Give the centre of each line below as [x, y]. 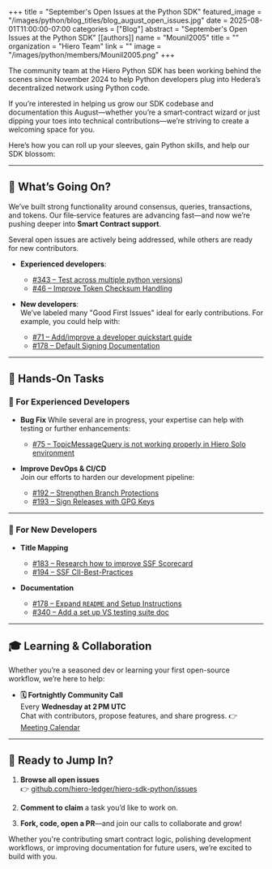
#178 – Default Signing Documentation [96, 345]
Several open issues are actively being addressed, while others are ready [131, 240]
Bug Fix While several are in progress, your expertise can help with [132, 419]
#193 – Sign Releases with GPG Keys [93, 501]
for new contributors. [44, 248]
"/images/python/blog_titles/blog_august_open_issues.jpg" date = [118, 20]
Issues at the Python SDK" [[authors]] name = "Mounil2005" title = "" [124, 37]
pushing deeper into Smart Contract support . [85, 223]
